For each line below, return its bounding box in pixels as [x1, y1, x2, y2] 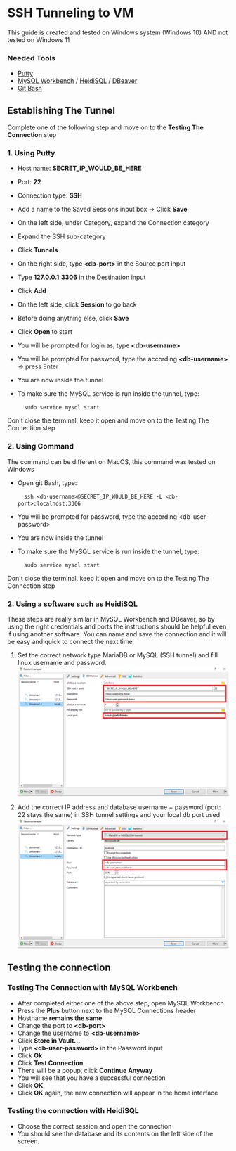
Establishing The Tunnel [7, 104, 116, 117]
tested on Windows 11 [7, 35, 70, 44]
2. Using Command [7, 442, 74, 451]
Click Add [17, 287, 47, 295]
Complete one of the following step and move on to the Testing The [7, 123, 204, 131]
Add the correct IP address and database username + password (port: [17, 803, 221, 811]
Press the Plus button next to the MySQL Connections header [17, 1006, 197, 1015]
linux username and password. [17, 658, 107, 667]
